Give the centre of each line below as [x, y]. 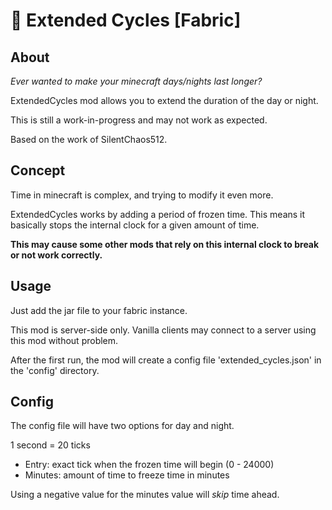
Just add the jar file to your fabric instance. [99, 310]
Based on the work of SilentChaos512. [89, 139]
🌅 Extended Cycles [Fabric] [126, 20]
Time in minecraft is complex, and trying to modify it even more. [142, 195]
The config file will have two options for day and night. [122, 426]
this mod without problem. [64, 340]
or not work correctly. [56, 255]
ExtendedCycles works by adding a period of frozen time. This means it [158, 214]
